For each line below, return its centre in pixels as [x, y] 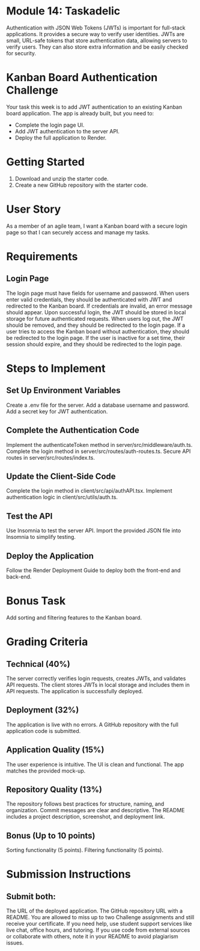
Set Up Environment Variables [64, 391]
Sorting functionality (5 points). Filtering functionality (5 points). [85, 850]
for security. [21, 53]
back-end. [19, 577]
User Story [34, 209]
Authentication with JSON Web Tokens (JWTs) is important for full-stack [96, 28]
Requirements [42, 256]
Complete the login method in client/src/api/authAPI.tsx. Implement [89, 491]
